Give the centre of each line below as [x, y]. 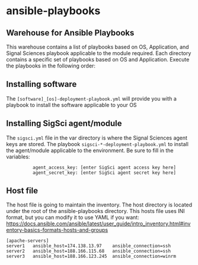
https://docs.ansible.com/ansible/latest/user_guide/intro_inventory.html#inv [98, 224]
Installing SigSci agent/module [64, 123]
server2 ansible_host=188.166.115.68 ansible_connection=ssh [88, 251]
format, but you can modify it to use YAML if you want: [73, 218]
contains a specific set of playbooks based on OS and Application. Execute [98, 59]
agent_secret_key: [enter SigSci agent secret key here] [104, 173]
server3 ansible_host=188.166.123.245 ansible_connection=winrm [91, 256]
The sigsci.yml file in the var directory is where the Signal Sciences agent [97, 138]
